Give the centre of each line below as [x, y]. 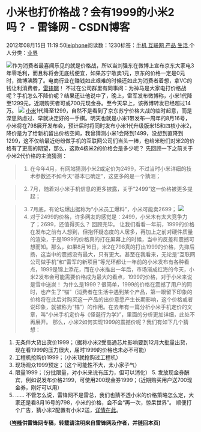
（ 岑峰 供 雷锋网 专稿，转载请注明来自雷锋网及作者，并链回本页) [83, 422]
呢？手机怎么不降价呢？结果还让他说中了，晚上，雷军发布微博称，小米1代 [97, 95]
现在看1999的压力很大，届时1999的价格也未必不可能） [82, 350]
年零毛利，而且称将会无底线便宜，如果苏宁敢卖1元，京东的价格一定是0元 [96, 73]
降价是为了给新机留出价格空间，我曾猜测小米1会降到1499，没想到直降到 [95, 133]
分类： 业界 [24, 52]
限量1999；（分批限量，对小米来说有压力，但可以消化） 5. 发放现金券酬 [102, 372]
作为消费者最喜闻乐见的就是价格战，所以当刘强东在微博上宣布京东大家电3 [103, 65]
